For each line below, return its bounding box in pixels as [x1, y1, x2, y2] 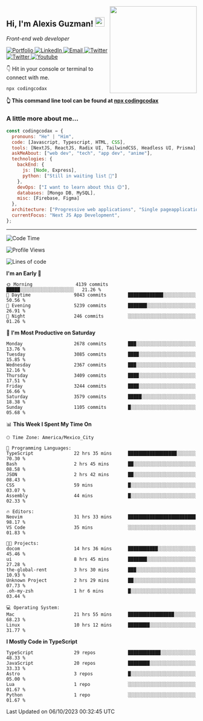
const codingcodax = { [6, 128, 63, 134]
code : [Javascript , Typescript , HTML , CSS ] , [11, 139, 126, 145]
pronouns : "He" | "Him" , [11, 133, 74, 140]
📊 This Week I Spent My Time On [6, 420, 92, 428]
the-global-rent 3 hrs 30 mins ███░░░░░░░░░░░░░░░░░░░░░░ [6, 567, 196, 573]
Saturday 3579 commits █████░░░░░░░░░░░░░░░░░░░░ [6, 393, 196, 400]
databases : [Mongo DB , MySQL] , [17, 190, 96, 196]
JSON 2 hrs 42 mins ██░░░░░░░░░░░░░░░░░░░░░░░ [6, 471, 196, 477]
